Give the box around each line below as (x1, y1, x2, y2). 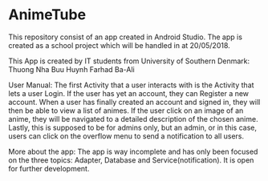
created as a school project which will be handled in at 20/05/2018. (8, 40, 230, 50)
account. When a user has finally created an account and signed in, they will (8, 97, 261, 107)
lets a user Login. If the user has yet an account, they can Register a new (8, 88, 250, 98)
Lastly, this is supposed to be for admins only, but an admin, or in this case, (8, 123, 257, 132)
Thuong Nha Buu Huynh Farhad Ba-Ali (8, 64, 135, 74)
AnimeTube (8, 6, 87, 24)
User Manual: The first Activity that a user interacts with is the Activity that (8, 80, 254, 90)
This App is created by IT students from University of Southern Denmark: (8, 56, 250, 66)
